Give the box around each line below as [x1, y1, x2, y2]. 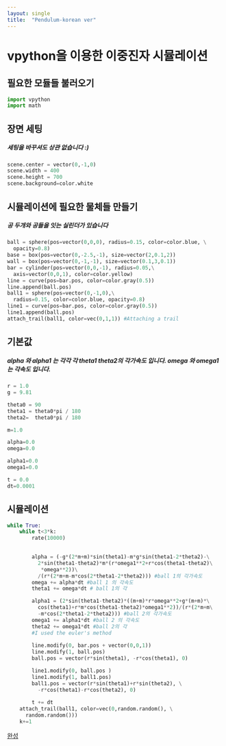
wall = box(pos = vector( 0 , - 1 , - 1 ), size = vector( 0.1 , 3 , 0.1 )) [7, 258, 176, 265]
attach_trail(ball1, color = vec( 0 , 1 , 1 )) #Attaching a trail [7, 315, 179, 322]
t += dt [32, 699, 53, 706]
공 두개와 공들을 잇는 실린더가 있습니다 [7, 221, 108, 229]
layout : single [7, 10, 51, 17]
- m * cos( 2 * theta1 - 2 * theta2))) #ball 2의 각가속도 [37, 610, 173, 617]
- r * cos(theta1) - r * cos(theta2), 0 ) [37, 686, 136, 693]
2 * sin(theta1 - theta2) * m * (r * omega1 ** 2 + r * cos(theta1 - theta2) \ [37, 560, 213, 567]
